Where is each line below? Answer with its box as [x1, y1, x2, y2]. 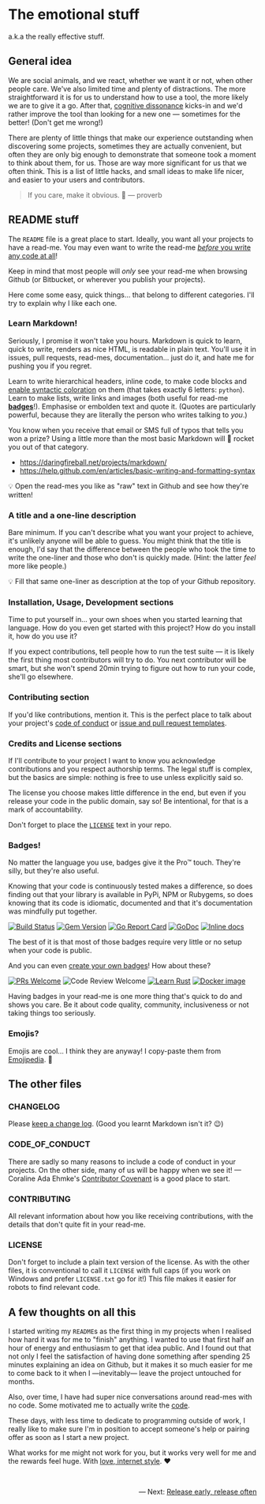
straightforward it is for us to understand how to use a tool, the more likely [8, 92, 248, 102]
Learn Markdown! [8, 318, 78, 329]
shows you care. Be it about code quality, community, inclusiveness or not [8, 1000, 250, 1009]
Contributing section [8, 692, 89, 703]
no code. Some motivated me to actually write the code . [8, 1400, 191, 1410]
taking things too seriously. [8, 1008, 96, 1018]
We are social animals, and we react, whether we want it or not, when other [8, 75, 253, 85]
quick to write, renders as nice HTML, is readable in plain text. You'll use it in [8, 344, 256, 353]
